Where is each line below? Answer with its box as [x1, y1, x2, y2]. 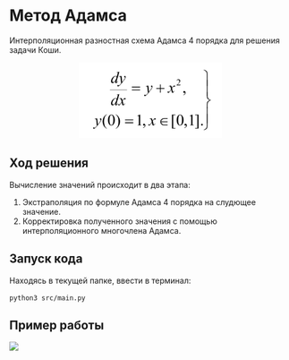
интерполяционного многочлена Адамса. [21, 225, 182, 236]
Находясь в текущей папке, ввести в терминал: [9, 275, 191, 286]
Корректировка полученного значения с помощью [21, 216, 217, 227]
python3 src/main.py [9, 293, 87, 303]
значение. [21, 206, 61, 217]
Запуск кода [9, 252, 83, 267]
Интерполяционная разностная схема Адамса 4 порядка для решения [9, 35, 280, 46]
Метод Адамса [9, 5, 128, 26]
